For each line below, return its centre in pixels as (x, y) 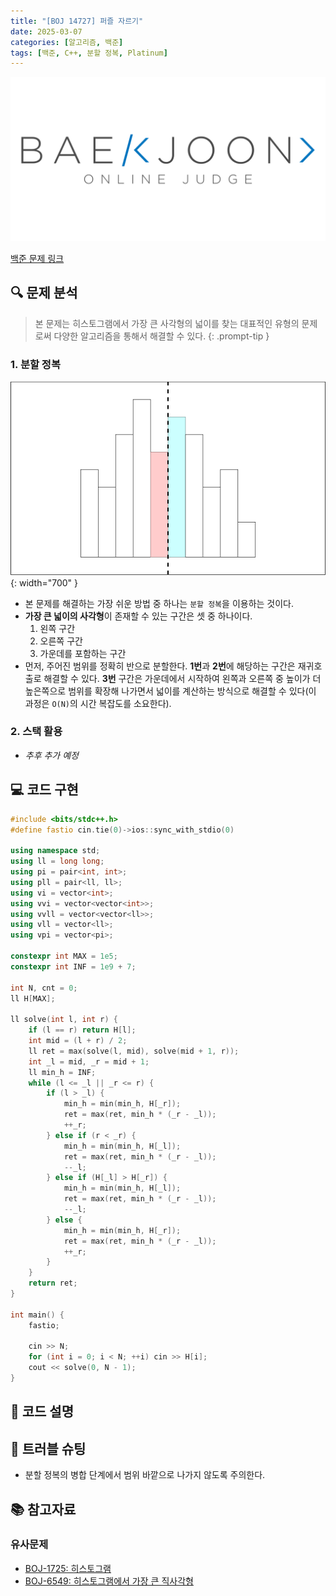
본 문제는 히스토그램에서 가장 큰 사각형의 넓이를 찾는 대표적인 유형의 (167, 323)
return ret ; (53, 1283)
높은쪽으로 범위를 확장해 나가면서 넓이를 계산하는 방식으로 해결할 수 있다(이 (170, 691)
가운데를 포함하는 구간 (83, 653)
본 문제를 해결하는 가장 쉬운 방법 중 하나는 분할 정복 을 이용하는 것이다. (159, 603)
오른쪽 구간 (61, 641)
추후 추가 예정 (51, 755)
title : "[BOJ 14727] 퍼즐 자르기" (77, 21)
